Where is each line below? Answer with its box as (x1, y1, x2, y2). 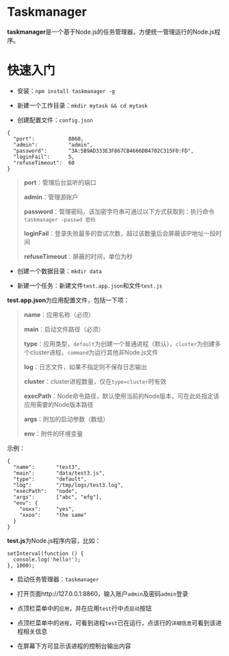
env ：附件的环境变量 (23, 429, 83, 438)
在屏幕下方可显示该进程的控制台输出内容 (16, 642, 131, 650)
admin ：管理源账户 (23, 192, 79, 201)
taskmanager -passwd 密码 (23, 216, 96, 223)
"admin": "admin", (13, 141, 94, 148)
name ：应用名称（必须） (23, 310, 94, 318)
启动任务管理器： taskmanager (16, 575, 99, 583)
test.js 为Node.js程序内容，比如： (7, 536, 101, 544)
